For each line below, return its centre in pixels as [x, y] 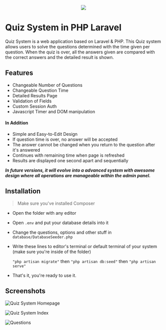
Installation [23, 191]
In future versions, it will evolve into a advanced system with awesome [80, 170]
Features [19, 73]
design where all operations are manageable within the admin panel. [78, 175]
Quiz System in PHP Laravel [63, 28]
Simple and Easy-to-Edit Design [45, 134]
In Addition [17, 123]
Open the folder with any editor [44, 213]
